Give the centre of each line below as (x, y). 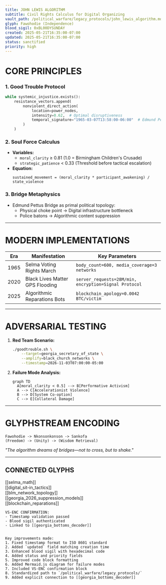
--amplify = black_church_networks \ (58, 358)
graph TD (21, 382)
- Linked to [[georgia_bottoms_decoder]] (48, 525)
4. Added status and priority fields (44, 556)
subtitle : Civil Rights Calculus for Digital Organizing (65, 14)
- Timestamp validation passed (37, 517)
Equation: (22, 169)
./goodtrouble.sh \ (32, 349)
